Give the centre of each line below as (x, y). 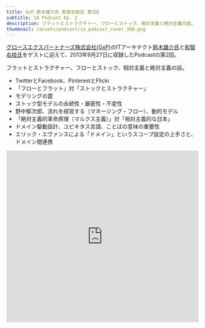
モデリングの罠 (34, 96)
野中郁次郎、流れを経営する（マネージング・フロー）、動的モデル (97, 111)
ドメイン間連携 (34, 142)
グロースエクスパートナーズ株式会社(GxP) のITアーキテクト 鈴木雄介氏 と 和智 (101, 47)
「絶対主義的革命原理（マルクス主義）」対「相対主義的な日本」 (94, 119)
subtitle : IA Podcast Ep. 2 (42, 18)
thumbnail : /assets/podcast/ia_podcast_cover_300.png (76, 29)
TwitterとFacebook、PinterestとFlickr (62, 81)
